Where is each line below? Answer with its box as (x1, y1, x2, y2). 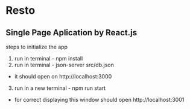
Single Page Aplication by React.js (5, 28, 138, 38)
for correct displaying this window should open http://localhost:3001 (14, 96, 185, 103)
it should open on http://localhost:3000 (14, 73, 112, 80)
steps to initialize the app (5, 43, 68, 50)
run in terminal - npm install (14, 55, 83, 62)
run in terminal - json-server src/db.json (14, 61, 114, 68)
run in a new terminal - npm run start (14, 84, 106, 92)
